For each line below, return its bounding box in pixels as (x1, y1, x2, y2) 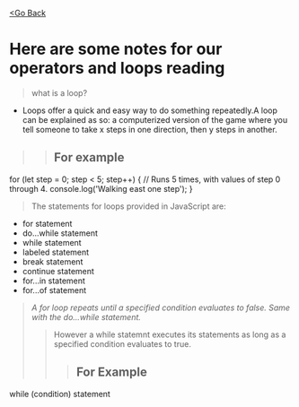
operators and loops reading (9, 58, 225, 79)
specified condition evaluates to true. (53, 338, 191, 349)
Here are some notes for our (9, 39, 223, 59)
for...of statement (22, 284, 87, 295)
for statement (22, 218, 73, 229)
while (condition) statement (9, 388, 110, 399)
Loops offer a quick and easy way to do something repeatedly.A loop (22, 105, 278, 116)
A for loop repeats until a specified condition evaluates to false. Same (31, 302, 290, 313)
